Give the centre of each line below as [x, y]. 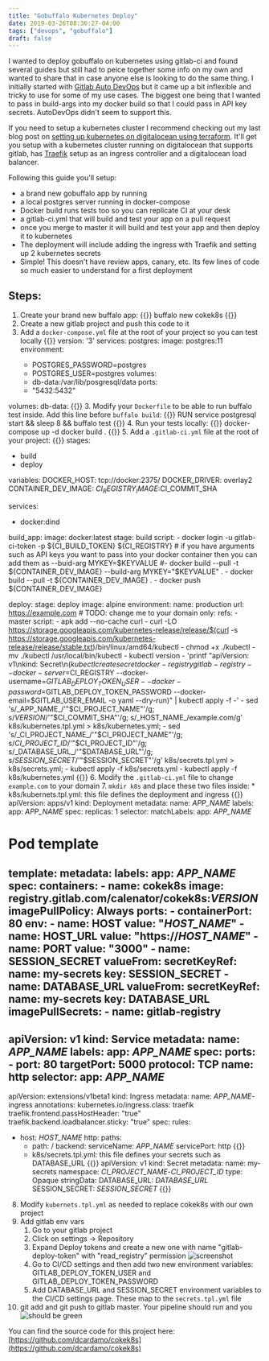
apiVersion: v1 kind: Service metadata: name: [124, 1039]
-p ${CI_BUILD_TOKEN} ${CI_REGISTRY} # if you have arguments [146, 546]
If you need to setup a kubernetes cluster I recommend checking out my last [134, 128]
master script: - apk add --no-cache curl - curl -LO [93, 621]
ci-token [22, 546]
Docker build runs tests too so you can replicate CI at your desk [125, 211]
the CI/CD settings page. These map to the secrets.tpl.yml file [137, 1299]
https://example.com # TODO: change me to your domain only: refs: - [123, 612]
